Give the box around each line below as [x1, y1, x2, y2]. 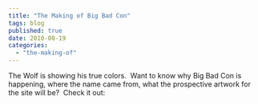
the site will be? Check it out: [8, 88, 106, 97]
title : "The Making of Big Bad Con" [8, 11, 131, 20]
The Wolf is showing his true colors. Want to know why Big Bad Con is [8, 71, 242, 80]
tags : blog [8, 19, 45, 27]
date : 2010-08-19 [8, 34, 67, 42]
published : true [8, 26, 62, 34]
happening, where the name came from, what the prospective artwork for [8, 79, 251, 89]
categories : [8, 42, 48, 50]
